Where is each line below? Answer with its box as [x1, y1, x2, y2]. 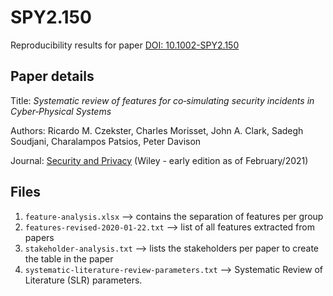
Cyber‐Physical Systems [10, 105, 112, 117]
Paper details [10, 68, 95, 85]
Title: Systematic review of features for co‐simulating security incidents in [10, 94, 315, 106]
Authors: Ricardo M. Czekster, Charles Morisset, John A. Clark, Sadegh [10, 124, 304, 136]
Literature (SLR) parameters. [24, 274, 143, 286]
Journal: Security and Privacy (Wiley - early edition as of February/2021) [10, 154, 309, 166]
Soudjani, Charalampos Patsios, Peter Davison [10, 135, 202, 147]
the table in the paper [24, 252, 114, 265]
